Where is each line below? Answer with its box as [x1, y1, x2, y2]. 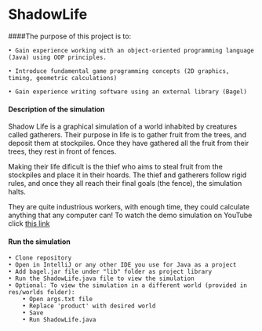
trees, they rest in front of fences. [8, 147, 117, 156]
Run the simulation [8, 237, 71, 246]
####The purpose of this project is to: [8, 31, 132, 41]
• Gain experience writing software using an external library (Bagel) [8, 88, 247, 96]
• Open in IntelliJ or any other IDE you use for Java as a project [8, 261, 237, 269]
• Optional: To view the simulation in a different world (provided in [8, 282, 247, 289]
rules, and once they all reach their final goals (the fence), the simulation [8, 179, 242, 188]
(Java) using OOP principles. [8, 53, 107, 61]
